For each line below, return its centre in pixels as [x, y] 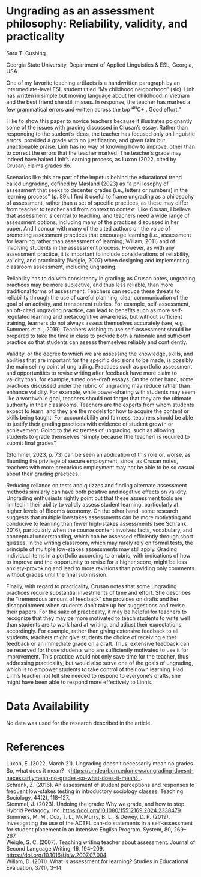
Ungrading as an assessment [80, 11]
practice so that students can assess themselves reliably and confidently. [97, 342]
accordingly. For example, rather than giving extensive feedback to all [92, 631]
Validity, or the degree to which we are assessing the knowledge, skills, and [100, 354]
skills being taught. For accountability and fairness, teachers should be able [100, 417]
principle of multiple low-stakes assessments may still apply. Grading [91, 549]
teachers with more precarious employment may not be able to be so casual [100, 467]
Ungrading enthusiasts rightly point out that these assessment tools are [94, 498]
